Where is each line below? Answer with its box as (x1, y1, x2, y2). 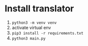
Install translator (4, 3, 74, 14)
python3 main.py (11, 36, 46, 41)
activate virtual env (11, 24, 51, 30)
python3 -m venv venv (11, 20, 57, 25)
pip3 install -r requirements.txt (11, 31, 84, 36)
